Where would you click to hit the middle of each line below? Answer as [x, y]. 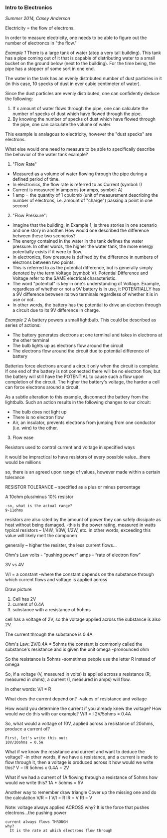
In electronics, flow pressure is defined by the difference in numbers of [85, 257]
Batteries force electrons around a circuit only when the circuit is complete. [82, 366]
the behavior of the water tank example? [47, 155]
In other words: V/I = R [28, 689]
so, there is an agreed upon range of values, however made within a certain [83, 472]
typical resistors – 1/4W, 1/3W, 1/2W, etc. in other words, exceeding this [78, 530]
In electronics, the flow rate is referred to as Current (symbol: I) [77, 185]
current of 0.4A [28, 604]
